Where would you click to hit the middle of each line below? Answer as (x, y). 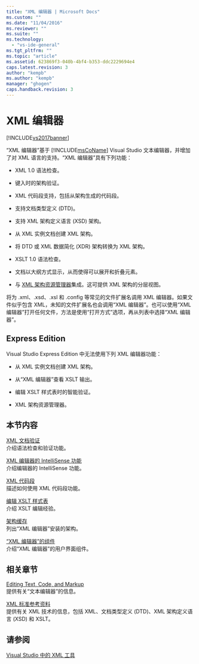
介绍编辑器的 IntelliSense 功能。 (45, 468)
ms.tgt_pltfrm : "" (29, 51)
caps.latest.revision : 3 (37, 67)
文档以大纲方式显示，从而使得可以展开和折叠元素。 (78, 272)
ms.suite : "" (22, 34)
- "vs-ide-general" (36, 45)
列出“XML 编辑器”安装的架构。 (44, 528)
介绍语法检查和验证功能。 (38, 448)
